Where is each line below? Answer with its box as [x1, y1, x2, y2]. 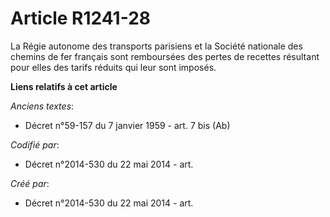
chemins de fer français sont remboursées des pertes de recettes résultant [10, 50, 320, 62]
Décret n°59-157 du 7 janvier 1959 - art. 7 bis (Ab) [24, 119, 231, 131]
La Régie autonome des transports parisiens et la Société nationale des [10, 40, 303, 52]
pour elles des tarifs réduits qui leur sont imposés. [10, 61, 217, 73]
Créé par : [10, 177, 50, 189]
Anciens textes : [10, 100, 75, 112]
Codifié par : [10, 138, 60, 151]
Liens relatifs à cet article [10, 80, 118, 92]
